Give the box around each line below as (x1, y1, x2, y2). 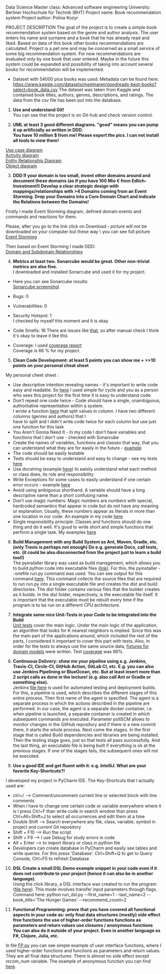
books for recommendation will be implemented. (5, 66, 104, 72)
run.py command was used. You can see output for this (30, 570, 143, 576)
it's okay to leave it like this (12, 333, 68, 339)
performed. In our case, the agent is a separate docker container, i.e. (12, 706, 153, 711)
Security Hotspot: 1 (12, 312, 52, 318)
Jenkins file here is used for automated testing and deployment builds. (12, 684, 157, 690)
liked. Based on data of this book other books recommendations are (5, 40, 144, 46)
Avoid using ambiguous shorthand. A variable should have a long (12, 487, 145, 493)
